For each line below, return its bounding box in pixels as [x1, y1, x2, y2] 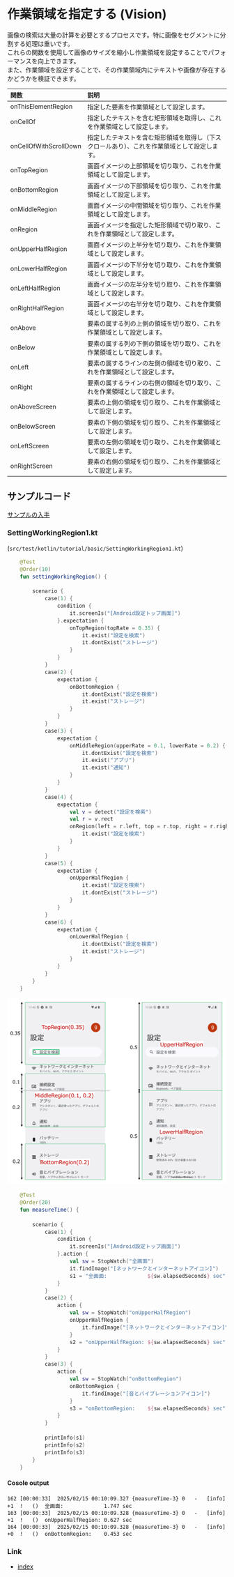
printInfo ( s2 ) [44, 1441, 86, 1449]
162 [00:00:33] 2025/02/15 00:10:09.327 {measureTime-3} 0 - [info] [7, 1495, 226, 1502]
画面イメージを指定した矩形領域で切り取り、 [86, 221, 216, 229]
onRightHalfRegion [10, 304, 64, 312]
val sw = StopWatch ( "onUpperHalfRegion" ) [69, 1309, 192, 1316]
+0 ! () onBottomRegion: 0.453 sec [7, 1530, 132, 1537]
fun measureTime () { [19, 1206, 79, 1213]
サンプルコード [7, 491, 71, 503]
